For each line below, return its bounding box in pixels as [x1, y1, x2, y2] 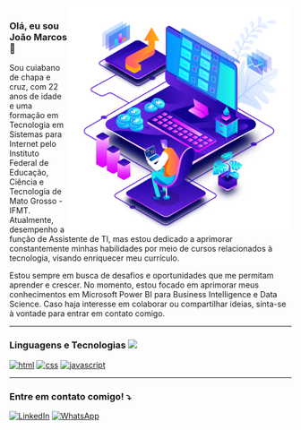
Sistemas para [9, 129, 63, 140]
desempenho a [9, 224, 65, 235]
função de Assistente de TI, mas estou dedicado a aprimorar [9, 234, 233, 245]
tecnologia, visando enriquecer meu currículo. [9, 253, 180, 263]
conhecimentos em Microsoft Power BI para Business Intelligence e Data [9, 289, 278, 300]
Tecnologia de [9, 186, 63, 197]
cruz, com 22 [9, 82, 58, 92]
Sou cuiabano [9, 63, 61, 73]
